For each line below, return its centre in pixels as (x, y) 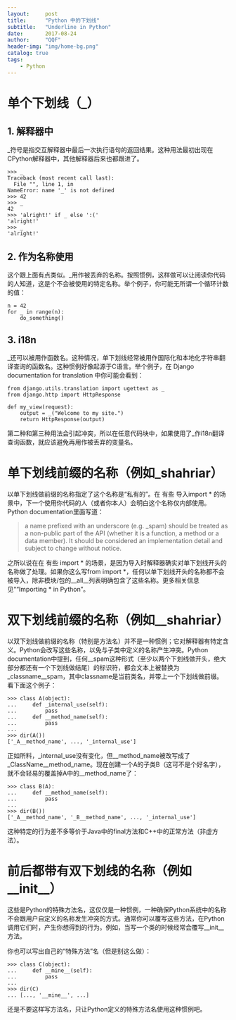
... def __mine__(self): (50, 971)
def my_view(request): (40, 407)
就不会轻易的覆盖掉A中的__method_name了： (73, 773)
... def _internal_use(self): (58, 705)
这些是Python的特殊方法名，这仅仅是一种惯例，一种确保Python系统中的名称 (117, 910)
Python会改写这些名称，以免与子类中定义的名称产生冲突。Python (114, 650)
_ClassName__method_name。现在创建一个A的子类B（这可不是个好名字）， (116, 764)
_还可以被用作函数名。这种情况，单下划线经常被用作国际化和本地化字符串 (113, 358)
